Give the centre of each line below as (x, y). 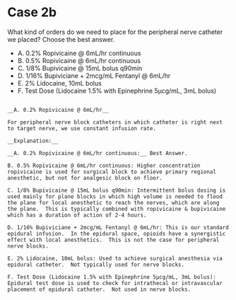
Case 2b (32, 12)
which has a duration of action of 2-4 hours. (77, 215)
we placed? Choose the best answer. (61, 39)
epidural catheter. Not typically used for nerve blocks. (96, 265)
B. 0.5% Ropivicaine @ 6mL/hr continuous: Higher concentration (104, 166)
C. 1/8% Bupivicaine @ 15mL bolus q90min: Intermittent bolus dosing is (117, 190)
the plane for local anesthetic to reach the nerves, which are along (113, 202)
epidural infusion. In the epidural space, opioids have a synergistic (117, 233)
